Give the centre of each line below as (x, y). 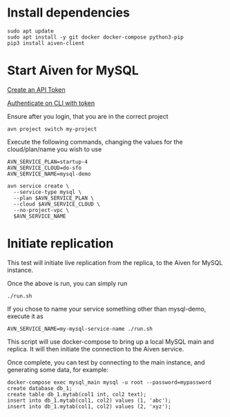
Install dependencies (68, 13)
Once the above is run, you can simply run (67, 283)
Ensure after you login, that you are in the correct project (88, 116)
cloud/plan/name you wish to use (55, 149)
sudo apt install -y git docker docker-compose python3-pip (96, 37)
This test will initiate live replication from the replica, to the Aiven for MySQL (115, 262)
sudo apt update (30, 31)
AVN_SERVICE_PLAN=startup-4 (48, 162)
